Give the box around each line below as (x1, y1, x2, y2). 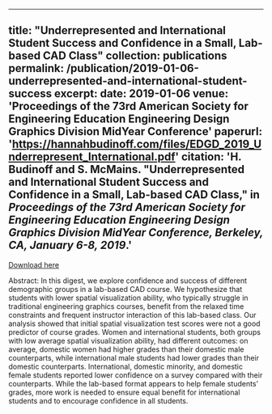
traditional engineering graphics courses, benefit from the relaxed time (8, 301, 244, 311)
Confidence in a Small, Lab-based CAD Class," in (8, 188, 261, 202)
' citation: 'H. (175, 150, 242, 164)
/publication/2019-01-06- (66, 61, 200, 75)
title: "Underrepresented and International (8, 23, 227, 37)
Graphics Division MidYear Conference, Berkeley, (8, 226, 264, 239)
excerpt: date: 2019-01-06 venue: (53, 87, 229, 101)
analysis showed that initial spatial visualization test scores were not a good (8, 319, 261, 328)
